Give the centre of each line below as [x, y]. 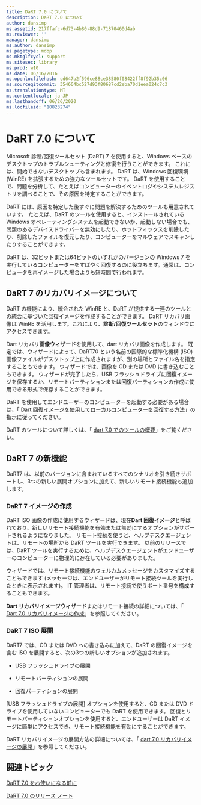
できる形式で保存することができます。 [58, 390]
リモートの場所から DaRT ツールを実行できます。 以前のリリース [101, 543]
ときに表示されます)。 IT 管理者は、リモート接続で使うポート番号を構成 [100, 586]
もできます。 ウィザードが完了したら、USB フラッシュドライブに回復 [91, 375]
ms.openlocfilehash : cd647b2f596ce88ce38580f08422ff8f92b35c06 [87, 79]
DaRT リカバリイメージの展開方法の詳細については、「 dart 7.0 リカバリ [94, 739]
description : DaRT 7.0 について [45, 17]
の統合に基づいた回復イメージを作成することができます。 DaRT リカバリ [96, 316]
